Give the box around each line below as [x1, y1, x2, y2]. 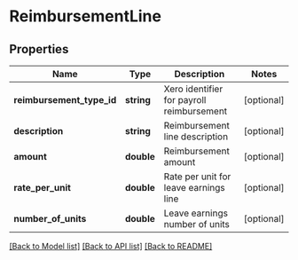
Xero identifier [163, 83, 223, 95]
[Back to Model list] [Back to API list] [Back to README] [9, 241, 213, 251]
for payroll [163, 94, 207, 106]
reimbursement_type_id [13, 94, 117, 106]
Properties [9, 42, 69, 57]
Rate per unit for [163, 170, 231, 183]
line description [163, 130, 229, 143]
